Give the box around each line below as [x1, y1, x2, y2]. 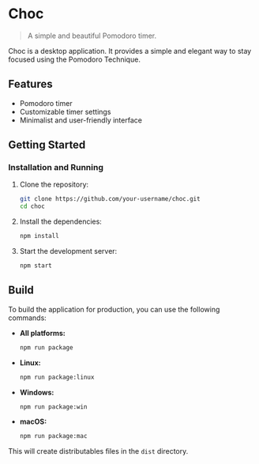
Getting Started [8, 138, 86, 152]
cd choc [19, 202, 45, 210]
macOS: [19, 417, 47, 427]
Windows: [19, 387, 54, 397]
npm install [19, 232, 59, 240]
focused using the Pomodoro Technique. [8, 55, 141, 64]
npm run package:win [19, 402, 88, 411]
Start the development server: [19, 247, 118, 256]
